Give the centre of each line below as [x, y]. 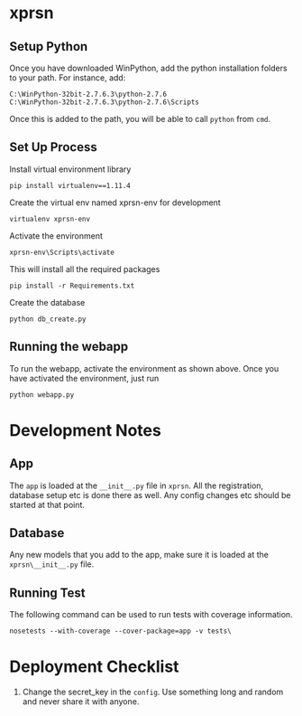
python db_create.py [48, 319]
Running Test [47, 593]
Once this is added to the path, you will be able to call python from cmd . [140, 119]
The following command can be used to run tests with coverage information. [151, 615]
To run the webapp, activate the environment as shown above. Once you [144, 368]
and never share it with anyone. [81, 702]
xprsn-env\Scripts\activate [62, 252]
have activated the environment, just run [84, 378]
